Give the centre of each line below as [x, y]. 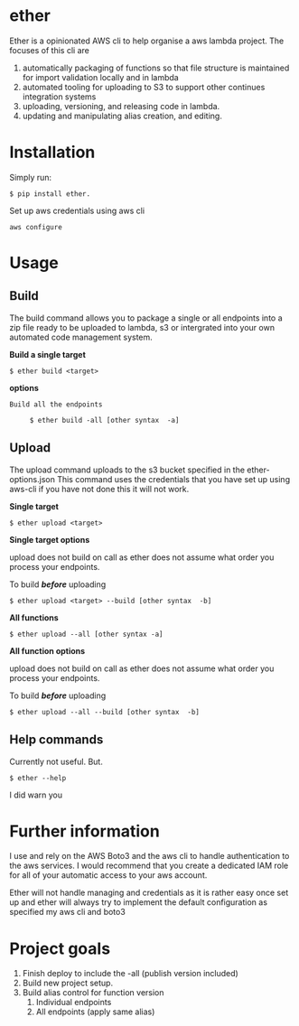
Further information [84, 831]
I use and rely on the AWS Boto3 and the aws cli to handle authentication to [149, 856]
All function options [47, 650]
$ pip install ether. [50, 194]
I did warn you [36, 795]
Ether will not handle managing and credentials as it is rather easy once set [149, 893]
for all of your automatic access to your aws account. [108, 875]
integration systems [59, 97]
